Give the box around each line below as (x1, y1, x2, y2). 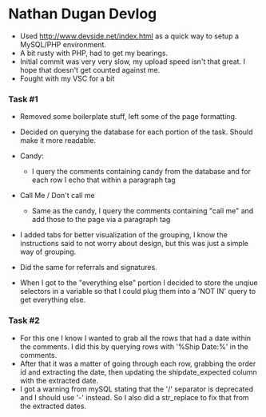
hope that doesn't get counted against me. (19, 65, 161, 74)
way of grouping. (19, 247, 77, 256)
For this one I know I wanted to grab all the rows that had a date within (19, 333, 252, 343)
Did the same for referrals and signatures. (19, 263, 157, 272)
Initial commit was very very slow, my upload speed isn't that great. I (19, 57, 246, 66)
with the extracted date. (19, 375, 99, 385)
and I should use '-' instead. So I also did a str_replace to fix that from (19, 392, 249, 402)
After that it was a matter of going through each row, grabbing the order (19, 359, 256, 368)
